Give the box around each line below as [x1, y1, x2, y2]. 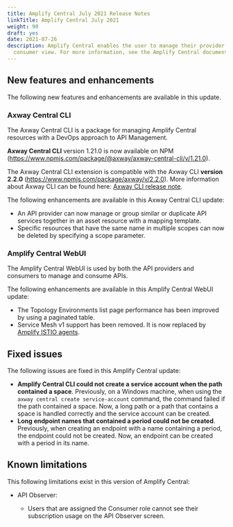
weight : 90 [7, 23, 39, 30]
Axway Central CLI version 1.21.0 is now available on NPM [7, 146, 174, 155]
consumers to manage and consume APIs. [7, 272, 128, 280]
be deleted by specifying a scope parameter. [17, 231, 146, 239]
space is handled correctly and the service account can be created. [17, 410, 212, 418]
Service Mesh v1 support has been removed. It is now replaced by [17, 320, 207, 329]
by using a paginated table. [17, 313, 96, 322]
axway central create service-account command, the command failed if [17, 395, 225, 403]
